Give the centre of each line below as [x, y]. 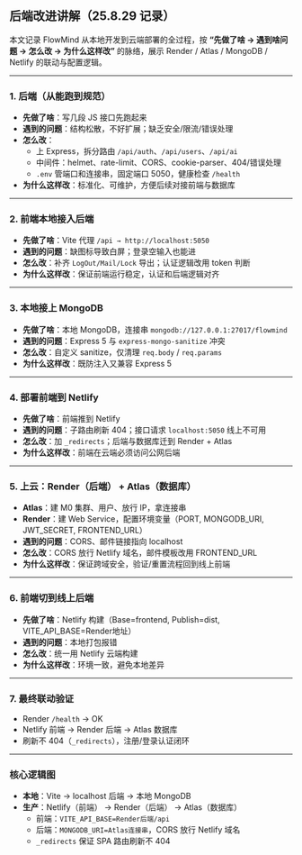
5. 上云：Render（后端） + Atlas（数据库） [102, 487]
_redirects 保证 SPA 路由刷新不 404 [103, 841]
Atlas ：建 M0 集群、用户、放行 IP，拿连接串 [104, 508]
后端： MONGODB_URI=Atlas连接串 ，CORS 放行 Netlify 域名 [138, 830]
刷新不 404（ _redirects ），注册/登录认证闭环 [106, 741]
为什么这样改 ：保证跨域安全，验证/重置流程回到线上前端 [126, 564]
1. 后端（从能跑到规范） [60, 96]
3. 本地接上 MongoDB [56, 308]
